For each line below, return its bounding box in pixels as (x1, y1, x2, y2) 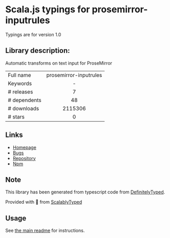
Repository (12, 155, 36, 161)
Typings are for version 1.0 (5, 31, 61, 37)
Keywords (8, 80, 32, 87)
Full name (8, 71, 32, 78)
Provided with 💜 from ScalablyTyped (5, 199, 82, 205)
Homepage (12, 144, 37, 150)
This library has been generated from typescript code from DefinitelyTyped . (5, 189, 165, 195)
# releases (8, 88, 33, 95)
